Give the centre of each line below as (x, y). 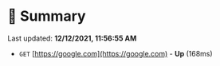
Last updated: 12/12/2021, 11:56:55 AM (72, 38)
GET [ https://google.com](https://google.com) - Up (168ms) (116, 53)
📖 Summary (47, 16)
